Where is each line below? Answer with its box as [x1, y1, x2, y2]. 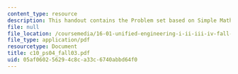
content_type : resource [7, 10, 78, 18]
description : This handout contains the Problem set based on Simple [7, 17, 217, 24]
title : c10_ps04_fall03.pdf [7, 50, 91, 57]
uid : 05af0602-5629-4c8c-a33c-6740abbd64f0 [7, 56, 138, 63]
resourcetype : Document [7, 43, 78, 50]
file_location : [7, 30, 52, 37]
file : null [7, 23, 40, 30]
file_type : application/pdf [7, 37, 91, 44]
